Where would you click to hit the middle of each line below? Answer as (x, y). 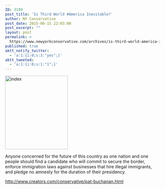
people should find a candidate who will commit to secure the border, (75, 162)
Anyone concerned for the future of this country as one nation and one (77, 156)
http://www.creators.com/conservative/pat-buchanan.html (64, 182)
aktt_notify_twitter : (27, 51)
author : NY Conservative (30, 19)
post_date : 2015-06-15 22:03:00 (38, 23)
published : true (22, 46)
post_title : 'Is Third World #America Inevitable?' (59, 14)
